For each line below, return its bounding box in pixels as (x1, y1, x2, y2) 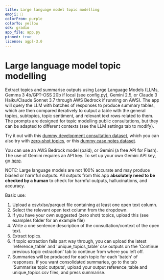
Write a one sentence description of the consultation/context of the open (12, 222, 160, 228)
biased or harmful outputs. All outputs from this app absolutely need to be (5, 172, 156, 178)
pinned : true (5, 35, 32, 40)
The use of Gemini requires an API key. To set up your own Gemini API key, (5, 152, 156, 158)
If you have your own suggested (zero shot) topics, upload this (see (12, 212, 149, 218)
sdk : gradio (5, 25, 29, 30)
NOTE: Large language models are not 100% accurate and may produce (5, 167, 150, 173)
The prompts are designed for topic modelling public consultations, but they (5, 118, 159, 124)
